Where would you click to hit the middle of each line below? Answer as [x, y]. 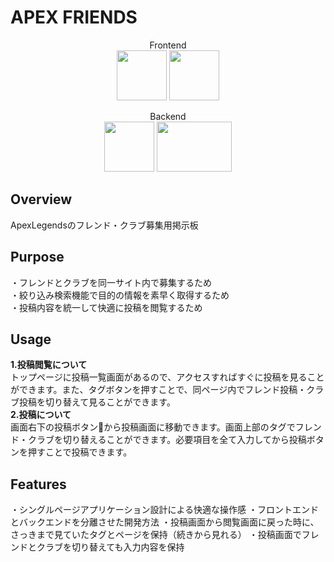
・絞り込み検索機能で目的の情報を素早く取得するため [120, 295]
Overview [41, 199]
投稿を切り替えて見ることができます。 [97, 402]
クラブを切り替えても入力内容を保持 [110, 547]
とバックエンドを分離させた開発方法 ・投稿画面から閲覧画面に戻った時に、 [165, 522]
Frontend [168, 45]
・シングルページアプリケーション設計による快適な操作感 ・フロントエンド [164, 510]
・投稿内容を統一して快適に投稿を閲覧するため [106, 307]
